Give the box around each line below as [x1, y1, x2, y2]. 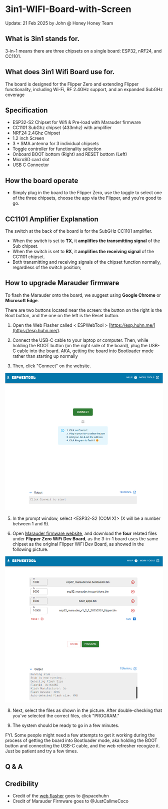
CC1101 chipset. [12, 254, 45, 260]
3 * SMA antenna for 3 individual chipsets [12, 141, 99, 147]
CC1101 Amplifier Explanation [5, 215, 98, 223]
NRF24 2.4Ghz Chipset [12, 130, 60, 136]
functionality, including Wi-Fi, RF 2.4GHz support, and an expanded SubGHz [5, 86, 163, 92]
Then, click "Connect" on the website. [12, 363, 91, 369]
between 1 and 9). [12, 520, 50, 526]
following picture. [12, 546, 48, 552]
